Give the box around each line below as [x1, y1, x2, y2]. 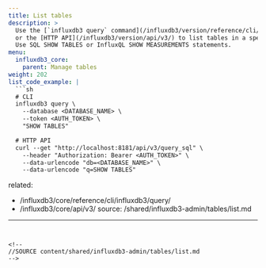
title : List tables [8, 11, 73, 20]
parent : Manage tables [22, 63, 97, 71]
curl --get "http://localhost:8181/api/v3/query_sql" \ [15, 144, 203, 151]
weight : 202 [8, 71, 47, 78]
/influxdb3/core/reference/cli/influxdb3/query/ [19, 196, 172, 205]
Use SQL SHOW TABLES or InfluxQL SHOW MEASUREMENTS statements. [15, 41, 232, 49]
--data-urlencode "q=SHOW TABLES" [22, 166, 136, 174]
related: [8, 180, 33, 190]
